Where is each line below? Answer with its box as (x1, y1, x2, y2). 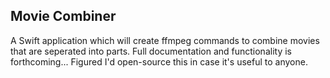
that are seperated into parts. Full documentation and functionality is (10, 45, 292, 57)
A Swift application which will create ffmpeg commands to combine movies (10, 34, 320, 46)
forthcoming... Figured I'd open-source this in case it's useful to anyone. (10, 55, 308, 68)
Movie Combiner (10, 8, 117, 25)
